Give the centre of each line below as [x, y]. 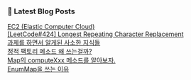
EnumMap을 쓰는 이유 [38, 69]
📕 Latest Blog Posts [42, 11]
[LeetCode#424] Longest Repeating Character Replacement [95, 34]
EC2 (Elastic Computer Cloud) [51, 27]
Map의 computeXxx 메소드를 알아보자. [61, 60]
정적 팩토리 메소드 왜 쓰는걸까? [50, 52]
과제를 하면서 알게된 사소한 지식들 [54, 42]
